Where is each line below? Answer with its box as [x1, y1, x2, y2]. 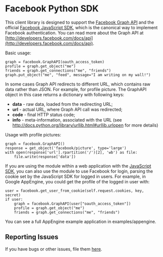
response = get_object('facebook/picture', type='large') [5, 145, 127, 151]
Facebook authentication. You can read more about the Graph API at [5, 30, 144, 36]
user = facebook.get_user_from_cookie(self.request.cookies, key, [5, 188, 144, 193]
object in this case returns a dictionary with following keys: [5, 91, 125, 97]
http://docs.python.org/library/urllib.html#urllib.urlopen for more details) [12, 122, 159, 128]
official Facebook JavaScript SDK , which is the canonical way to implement [5, 24, 158, 30]
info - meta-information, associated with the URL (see [12, 117, 122, 123]
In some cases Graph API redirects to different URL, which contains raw [5, 81, 151, 87]
